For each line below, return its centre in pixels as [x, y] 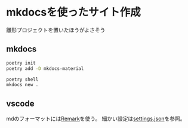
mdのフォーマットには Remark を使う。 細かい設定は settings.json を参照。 [96, 119]
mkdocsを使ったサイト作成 [74, 12]
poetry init [21, 63]
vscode [20, 103]
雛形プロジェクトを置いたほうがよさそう [56, 30]
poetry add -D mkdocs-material [45, 68]
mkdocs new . [22, 85]
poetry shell [22, 79]
